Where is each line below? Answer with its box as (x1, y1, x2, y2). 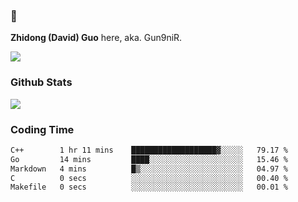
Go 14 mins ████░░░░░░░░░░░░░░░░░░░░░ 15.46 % (10, 154, 288, 164)
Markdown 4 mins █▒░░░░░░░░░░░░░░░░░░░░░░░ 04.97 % (10, 164, 288, 174)
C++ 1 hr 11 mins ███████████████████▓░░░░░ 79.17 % (10, 145, 288, 155)
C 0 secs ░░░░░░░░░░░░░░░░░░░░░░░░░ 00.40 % (10, 173, 288, 183)
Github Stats (10, 75, 73, 89)
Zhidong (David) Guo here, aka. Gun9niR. (10, 32, 183, 44)
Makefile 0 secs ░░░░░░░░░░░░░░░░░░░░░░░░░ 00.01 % (10, 182, 288, 193)
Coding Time (10, 122, 75, 136)
